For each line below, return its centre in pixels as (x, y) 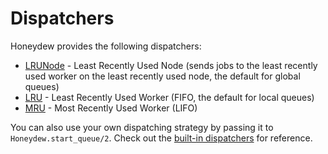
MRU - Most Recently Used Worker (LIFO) (111, 108)
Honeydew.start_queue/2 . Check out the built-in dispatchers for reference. (161, 138)
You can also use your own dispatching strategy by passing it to (142, 127)
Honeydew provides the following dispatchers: (106, 46)
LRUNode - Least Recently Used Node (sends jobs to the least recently (171, 65)
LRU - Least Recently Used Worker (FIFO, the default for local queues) (169, 97)
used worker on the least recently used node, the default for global (162, 76)
